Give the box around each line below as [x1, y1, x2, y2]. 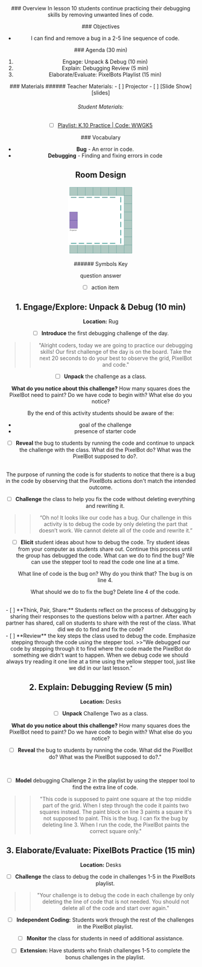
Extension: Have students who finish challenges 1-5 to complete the [20, 947, 191, 954]
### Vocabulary [80, 134, 121, 141]
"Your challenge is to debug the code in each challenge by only [37, 892, 195, 899]
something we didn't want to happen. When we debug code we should [13, 651, 189, 659]
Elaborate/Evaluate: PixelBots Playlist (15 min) [48, 71, 162, 78]
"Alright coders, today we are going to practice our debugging [38, 342, 193, 349]
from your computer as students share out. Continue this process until [18, 545, 192, 553]
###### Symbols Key [74, 261, 128, 268]
